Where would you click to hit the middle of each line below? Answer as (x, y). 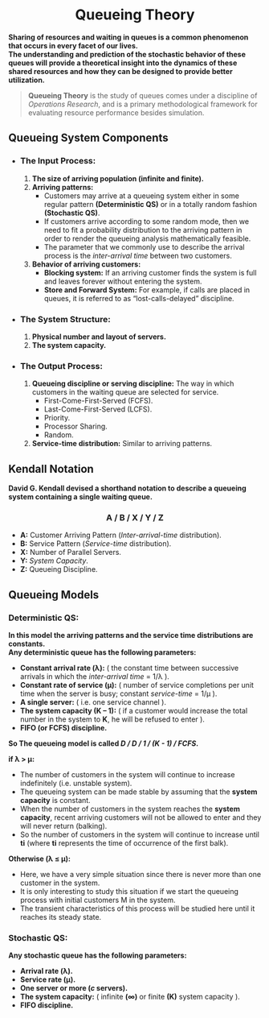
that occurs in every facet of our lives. (73, 45)
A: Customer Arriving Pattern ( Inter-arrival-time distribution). (121, 535)
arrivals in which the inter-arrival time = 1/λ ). (95, 677)
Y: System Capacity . (54, 561)
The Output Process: (61, 366)
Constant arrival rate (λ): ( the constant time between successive (129, 668)
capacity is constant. (55, 801)
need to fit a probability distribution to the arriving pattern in (143, 230)
